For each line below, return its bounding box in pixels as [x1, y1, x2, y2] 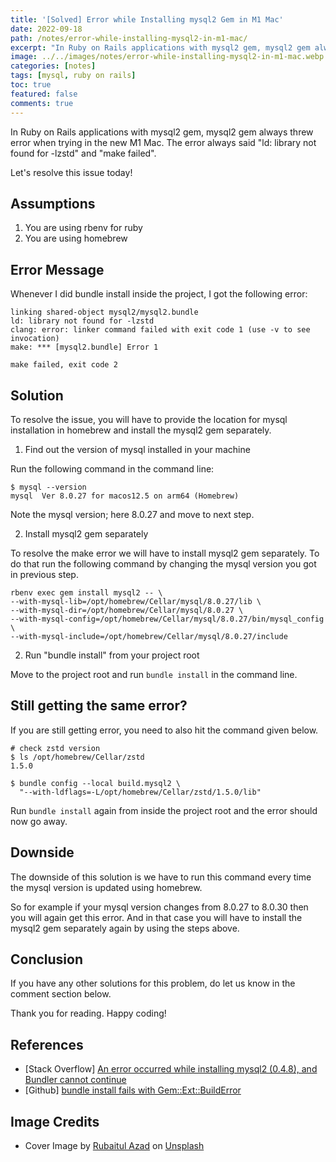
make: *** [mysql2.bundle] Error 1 [10, 342, 159, 353]
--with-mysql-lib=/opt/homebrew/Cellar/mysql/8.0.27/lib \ [10, 596, 262, 606]
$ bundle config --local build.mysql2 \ [10, 778, 182, 788]
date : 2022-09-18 [10, 24, 83, 34]
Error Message [10, 261, 105, 278]
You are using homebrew [24, 232, 128, 245]
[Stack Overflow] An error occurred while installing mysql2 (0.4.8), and [24, 1063, 318, 1075]
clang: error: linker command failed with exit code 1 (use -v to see [10, 325, 311, 335]
